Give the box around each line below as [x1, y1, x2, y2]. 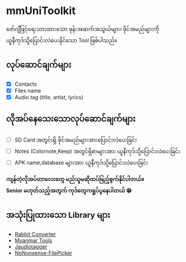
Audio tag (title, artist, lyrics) [14, 93, 84, 100]
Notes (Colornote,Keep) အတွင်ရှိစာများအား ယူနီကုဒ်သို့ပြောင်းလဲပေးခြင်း [14, 147, 181, 154]
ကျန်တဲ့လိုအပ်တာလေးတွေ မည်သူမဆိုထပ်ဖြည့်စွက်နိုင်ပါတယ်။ [6, 175, 144, 183]
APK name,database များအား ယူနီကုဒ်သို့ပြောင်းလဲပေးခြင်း [14, 159, 148, 166]
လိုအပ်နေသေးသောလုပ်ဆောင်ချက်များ [6, 114, 136, 124]
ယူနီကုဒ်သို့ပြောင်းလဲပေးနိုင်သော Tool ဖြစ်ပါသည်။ [6, 36, 117, 43]
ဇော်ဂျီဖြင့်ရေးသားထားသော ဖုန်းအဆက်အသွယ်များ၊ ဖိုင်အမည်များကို [6, 25, 160, 32]
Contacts [14, 80, 37, 88]
